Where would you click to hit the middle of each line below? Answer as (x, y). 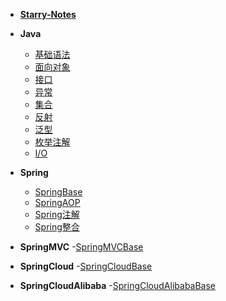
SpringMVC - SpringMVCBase (81, 247)
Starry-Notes (48, 14)
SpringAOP (57, 202)
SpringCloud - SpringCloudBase (86, 266)
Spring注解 (57, 214)
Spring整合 (57, 227)
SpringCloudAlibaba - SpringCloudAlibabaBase (118, 285)
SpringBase (58, 192)
